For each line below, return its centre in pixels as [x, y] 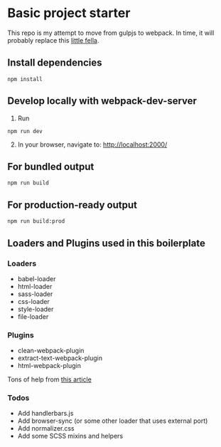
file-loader [33, 316]
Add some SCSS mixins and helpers [70, 436]
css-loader [33, 301]
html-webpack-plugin [49, 366]
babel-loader [37, 278]
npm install [25, 79]
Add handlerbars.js [45, 414]
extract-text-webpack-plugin [60, 358]
